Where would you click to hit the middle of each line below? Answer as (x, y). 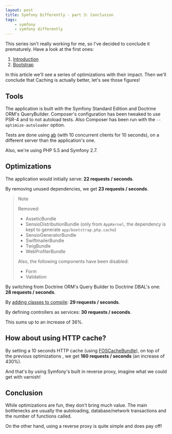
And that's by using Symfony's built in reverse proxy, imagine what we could (86, 371)
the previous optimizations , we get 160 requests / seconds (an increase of (85, 356)
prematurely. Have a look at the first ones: (50, 49)
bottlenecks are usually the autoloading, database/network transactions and (86, 411)
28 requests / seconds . (31, 292)
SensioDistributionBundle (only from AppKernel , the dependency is (95, 224)
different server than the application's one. (51, 140)
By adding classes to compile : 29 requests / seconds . (63, 302)
